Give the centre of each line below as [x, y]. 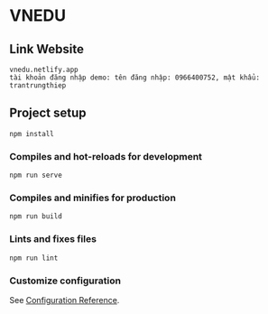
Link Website [46, 49]
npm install [32, 134]
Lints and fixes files [53, 239]
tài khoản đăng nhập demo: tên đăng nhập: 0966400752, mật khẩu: [134, 78]
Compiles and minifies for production [92, 198]
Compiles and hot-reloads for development [106, 156]
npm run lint [34, 258]
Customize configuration [65, 281]
